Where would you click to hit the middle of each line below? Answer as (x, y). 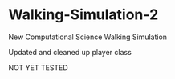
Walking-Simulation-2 (83, 15)
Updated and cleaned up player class (70, 52)
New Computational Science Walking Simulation (87, 37)
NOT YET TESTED (38, 67)
